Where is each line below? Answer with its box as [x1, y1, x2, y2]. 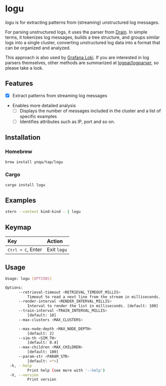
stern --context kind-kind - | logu [5, 209, 81, 214]
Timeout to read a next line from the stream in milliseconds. [27, 294, 161, 299]
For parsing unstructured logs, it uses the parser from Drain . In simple [5, 29, 148, 35]
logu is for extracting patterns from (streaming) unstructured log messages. [5, 19, 160, 25]
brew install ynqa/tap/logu [5, 159, 63, 164]
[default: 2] [27, 331, 55, 336]
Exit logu [47, 246, 67, 253]
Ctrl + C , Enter [7, 246, 42, 253]
